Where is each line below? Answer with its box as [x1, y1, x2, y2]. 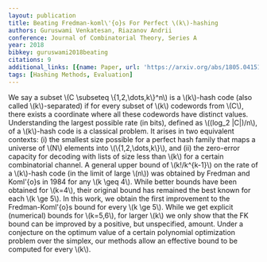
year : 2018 [8, 41, 44, 49]
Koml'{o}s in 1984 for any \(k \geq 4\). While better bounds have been [8, 176, 237, 187]
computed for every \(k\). [8, 244, 91, 254]
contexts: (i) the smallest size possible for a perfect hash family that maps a [8, 134, 256, 144]
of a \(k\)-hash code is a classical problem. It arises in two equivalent [8, 126, 234, 136]
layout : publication [8, 11, 77, 20]
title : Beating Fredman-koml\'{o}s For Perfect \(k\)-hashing [8, 19, 219, 27]
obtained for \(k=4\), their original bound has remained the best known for [8, 185, 251, 195]
